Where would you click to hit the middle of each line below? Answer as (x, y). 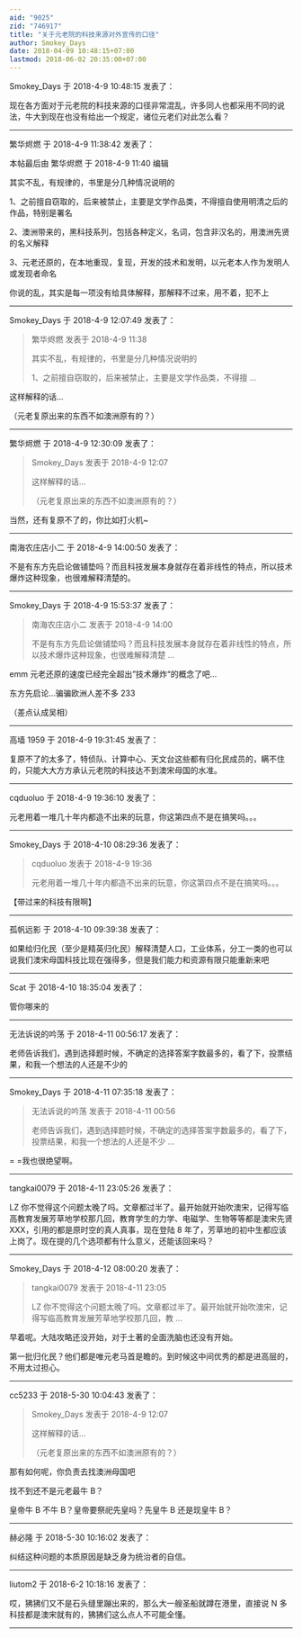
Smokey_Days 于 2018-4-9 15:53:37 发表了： (93, 605)
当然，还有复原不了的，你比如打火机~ (79, 520)
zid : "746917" (36, 26)
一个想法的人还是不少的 (84, 1064)
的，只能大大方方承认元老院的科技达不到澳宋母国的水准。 (115, 770)
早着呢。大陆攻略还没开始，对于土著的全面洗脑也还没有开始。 (124, 1337)
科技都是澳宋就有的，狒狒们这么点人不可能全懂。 (100, 1615)
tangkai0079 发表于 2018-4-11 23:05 (99, 1287)
